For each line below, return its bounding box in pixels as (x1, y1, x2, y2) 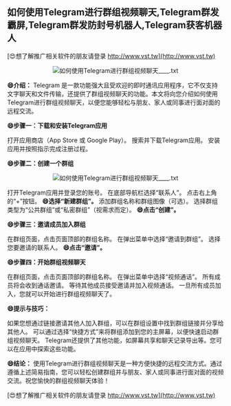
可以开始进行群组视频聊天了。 (30, 289, 115, 297)
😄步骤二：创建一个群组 (7, 159, 74, 167)
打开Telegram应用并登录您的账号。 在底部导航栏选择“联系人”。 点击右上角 (7, 188, 217, 196)
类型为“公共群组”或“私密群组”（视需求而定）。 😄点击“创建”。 (7, 205, 180, 214)
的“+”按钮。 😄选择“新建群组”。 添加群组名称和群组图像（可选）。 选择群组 (7, 196, 219, 205)
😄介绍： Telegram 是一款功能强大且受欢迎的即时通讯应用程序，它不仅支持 (7, 81, 219, 89)
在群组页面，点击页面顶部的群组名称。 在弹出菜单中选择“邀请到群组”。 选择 (7, 234, 221, 243)
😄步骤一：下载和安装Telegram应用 (7, 121, 108, 129)
